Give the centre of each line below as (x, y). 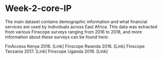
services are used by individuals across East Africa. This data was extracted (81, 26)
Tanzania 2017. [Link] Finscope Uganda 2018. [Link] (57, 51)
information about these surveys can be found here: (57, 37)
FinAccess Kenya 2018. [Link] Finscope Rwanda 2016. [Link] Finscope (75, 46)
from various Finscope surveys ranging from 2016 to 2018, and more (73, 32)
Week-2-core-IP (38, 8)
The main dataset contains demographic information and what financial (76, 22)
